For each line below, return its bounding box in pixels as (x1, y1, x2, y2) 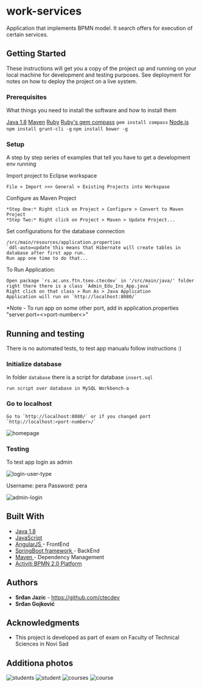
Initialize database (6, 360, 62, 369)
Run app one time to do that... (6, 256, 88, 262)
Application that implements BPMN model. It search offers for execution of (6, 24, 193, 32)
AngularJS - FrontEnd (15, 540, 70, 548)
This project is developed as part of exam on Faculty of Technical (15, 634, 179, 641)
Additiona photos (6, 658, 74, 668)
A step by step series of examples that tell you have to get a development (6, 154, 190, 161)
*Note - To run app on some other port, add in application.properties (6, 304, 179, 312)
